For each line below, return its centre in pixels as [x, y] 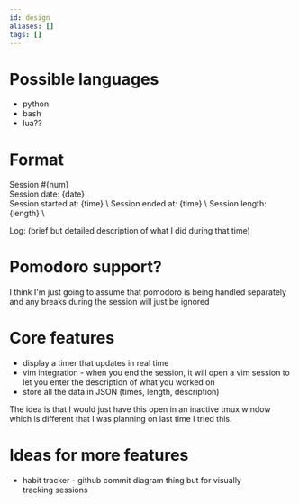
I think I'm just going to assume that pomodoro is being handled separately [148, 292]
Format [37, 160]
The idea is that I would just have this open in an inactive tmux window [140, 409]
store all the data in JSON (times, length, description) [121, 392]
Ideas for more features [99, 455]
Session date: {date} [47, 194]
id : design [30, 18]
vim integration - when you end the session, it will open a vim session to [156, 373]
